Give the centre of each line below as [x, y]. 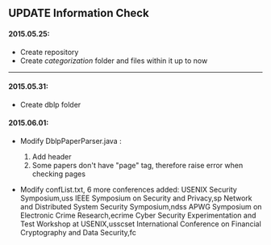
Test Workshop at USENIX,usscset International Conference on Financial [141, 224]
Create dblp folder [50, 104]
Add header [52, 156]
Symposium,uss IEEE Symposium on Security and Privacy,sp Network [136, 198]
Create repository [49, 52]
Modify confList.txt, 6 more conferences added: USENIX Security [129, 190]
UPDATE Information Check [79, 13]
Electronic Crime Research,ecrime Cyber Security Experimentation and [138, 215]
